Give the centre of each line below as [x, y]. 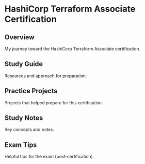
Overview [20, 37]
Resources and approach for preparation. [46, 76]
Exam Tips [21, 145]
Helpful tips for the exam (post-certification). [49, 157]
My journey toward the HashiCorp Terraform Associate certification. [72, 49]
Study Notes [24, 118]
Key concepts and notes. [29, 130]
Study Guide [24, 64]
